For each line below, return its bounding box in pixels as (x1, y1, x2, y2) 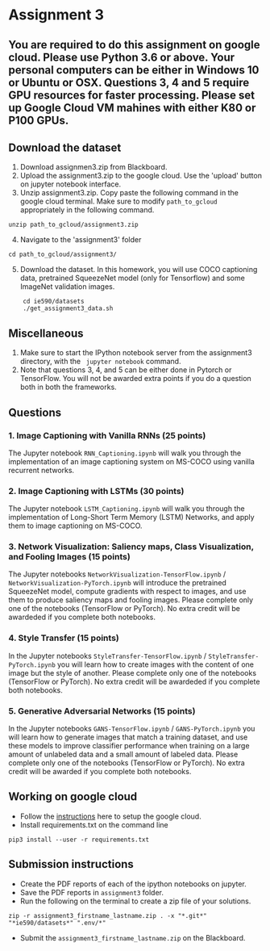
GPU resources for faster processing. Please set (8, 88, 255, 102)
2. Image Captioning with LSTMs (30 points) (8, 485, 185, 496)
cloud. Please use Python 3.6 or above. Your (8, 50, 235, 64)
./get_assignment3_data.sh (23, 304, 114, 312)
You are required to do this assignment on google (8, 38, 260, 52)
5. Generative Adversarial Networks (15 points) (8, 705, 196, 716)
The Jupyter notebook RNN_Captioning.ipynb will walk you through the (8, 448, 242, 458)
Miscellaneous (8, 326, 84, 340)
